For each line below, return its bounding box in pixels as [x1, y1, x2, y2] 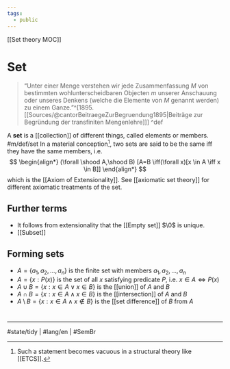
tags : [7, 10, 23, 17]
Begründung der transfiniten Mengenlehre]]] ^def [23, 118, 164, 127]
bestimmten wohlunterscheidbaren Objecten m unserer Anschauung [23, 89, 217, 97]
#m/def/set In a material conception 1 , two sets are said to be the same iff [7, 138, 213, 148]
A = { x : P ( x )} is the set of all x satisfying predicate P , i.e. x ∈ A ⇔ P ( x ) [16, 275, 220, 283]
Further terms [7, 203, 68, 214]
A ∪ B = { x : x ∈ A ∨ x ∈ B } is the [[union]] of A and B [16, 282, 170, 291]
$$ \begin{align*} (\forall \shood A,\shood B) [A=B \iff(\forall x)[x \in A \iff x [9, 158, 221, 166]
